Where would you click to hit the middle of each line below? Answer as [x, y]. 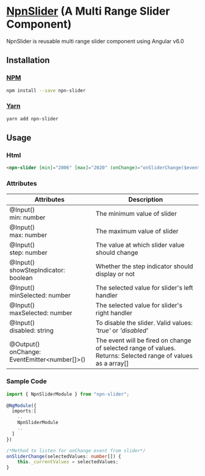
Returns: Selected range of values [144, 356]
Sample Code [27, 381]
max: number [28, 235]
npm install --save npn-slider [46, 90]
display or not [115, 274]
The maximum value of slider [137, 231]
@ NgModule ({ [21, 405]
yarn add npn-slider [33, 119]
